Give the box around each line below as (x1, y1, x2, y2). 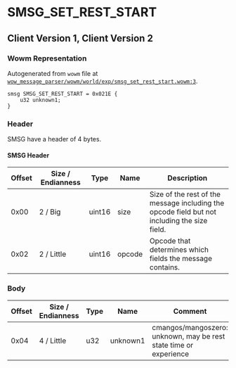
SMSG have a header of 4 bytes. (7, 135, 102, 144)
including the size (150, 216, 208, 226)
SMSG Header (7, 151, 50, 159)
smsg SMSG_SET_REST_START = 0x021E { (7, 90, 118, 97)
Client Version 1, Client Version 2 (7, 32, 153, 44)
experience (152, 349, 190, 359)
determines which (150, 245, 209, 255)
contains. (150, 262, 181, 272)
